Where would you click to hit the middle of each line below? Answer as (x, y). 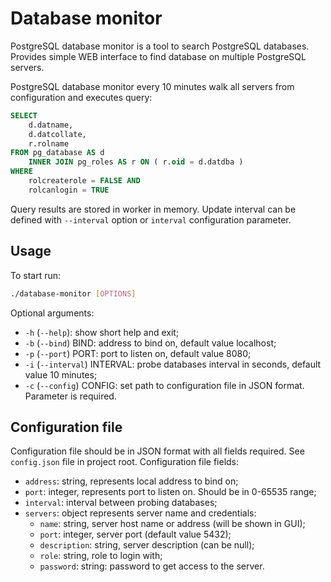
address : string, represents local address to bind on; (131, 481)
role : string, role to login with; (101, 556)
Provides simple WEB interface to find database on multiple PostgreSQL (158, 56)
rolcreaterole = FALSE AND (84, 181)
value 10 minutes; (61, 374)
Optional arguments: (52, 313)
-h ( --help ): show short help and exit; (102, 332)
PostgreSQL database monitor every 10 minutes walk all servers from (152, 86)
